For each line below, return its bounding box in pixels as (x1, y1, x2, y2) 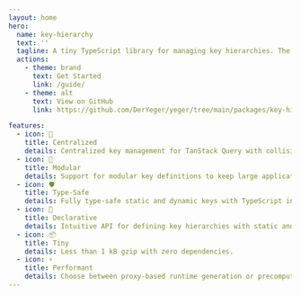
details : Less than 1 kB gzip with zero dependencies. (24, 246, 235, 256)
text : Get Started (31, 72, 102, 81)
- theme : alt (24, 88, 74, 97)
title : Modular (24, 163, 82, 172)
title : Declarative (24, 213, 98, 222)
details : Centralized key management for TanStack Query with (24, 147, 262, 156)
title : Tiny (24, 238, 69, 247)
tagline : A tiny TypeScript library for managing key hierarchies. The (16, 47, 291, 56)
